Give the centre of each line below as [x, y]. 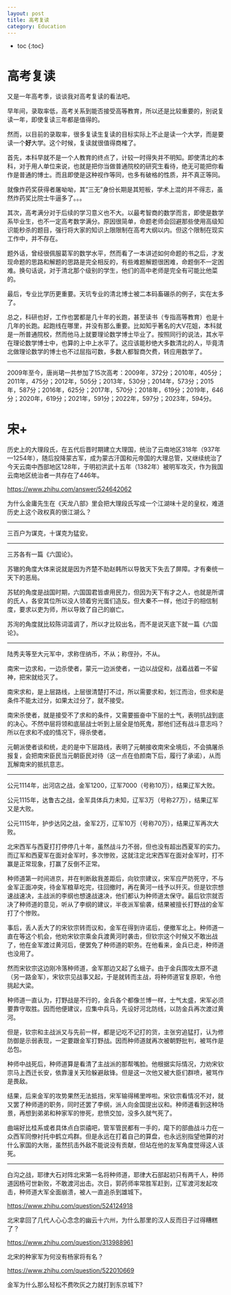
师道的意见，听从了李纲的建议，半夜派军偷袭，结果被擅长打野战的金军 [124, 904]
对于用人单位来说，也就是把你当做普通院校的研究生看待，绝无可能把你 [118, 166]
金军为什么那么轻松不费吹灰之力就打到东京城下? [75, 1285]
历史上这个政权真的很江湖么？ [49, 512]
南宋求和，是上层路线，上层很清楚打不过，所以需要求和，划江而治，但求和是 [115, 692]
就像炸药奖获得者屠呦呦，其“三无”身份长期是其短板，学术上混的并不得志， [112, 190]
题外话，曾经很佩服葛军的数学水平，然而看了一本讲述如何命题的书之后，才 [112, 253]
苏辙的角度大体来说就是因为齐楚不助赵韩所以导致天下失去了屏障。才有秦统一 [115, 569]
